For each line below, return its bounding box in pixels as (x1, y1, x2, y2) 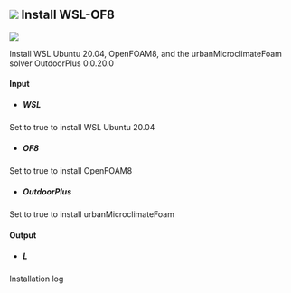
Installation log (9, 273, 64, 284)
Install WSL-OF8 (21, 7, 115, 23)
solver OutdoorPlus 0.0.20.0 (9, 58, 115, 69)
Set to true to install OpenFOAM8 (9, 165, 133, 176)
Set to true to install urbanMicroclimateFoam (9, 209, 174, 220)
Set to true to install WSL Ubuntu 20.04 (9, 122, 155, 133)
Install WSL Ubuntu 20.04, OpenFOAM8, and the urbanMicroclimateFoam (9, 48, 283, 59)
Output (9, 230, 37, 241)
